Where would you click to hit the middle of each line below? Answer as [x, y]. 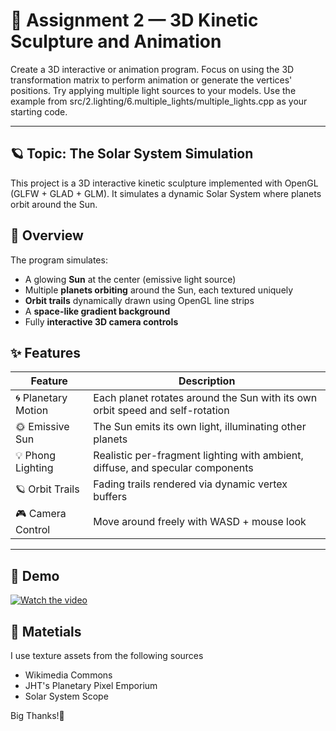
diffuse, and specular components [173, 468]
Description [207, 381]
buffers [110, 497]
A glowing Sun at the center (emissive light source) [130, 279]
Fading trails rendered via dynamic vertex [190, 484]
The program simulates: [59, 260]
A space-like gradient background [97, 311]
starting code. [39, 111]
